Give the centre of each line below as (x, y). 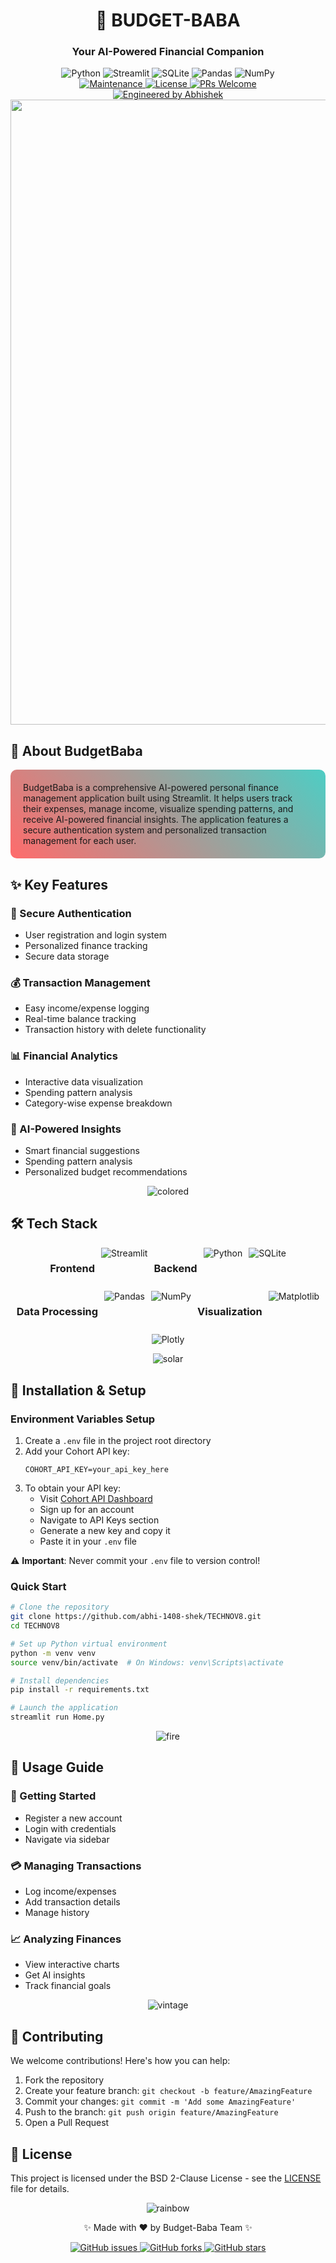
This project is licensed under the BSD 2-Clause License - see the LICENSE (166, 2178)
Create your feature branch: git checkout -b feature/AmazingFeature (168, 2091)
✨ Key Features (59, 884)
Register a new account (73, 1818)
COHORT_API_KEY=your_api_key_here (96, 1469)
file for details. (40, 2188)
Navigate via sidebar (67, 1839)
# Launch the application (64, 1708)
